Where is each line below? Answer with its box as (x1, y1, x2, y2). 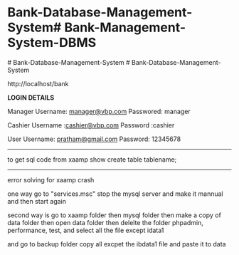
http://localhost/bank (7, 79, 69, 88)
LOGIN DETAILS (7, 93, 55, 102)
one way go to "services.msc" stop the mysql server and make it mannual (7, 189, 223, 198)
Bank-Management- (63, 19, 186, 36)
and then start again (7, 197, 66, 205)
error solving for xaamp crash (7, 175, 95, 184)
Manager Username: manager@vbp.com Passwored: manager (7, 107, 191, 115)
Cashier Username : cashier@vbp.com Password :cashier (7, 120, 175, 129)
